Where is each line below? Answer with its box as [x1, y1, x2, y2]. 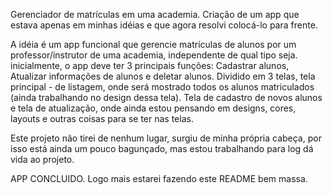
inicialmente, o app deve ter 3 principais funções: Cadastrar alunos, [10, 60, 290, 71]
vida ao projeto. [10, 154, 75, 165]
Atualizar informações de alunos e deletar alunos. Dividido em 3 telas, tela [10, 70, 316, 82]
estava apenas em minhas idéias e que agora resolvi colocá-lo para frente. [10, 19, 318, 31]
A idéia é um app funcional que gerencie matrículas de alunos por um [10, 39, 297, 50]
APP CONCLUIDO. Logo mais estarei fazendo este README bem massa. [10, 173, 308, 184]
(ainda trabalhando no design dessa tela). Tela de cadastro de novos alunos [10, 92, 323, 103]
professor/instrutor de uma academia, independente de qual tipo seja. [10, 49, 298, 61]
